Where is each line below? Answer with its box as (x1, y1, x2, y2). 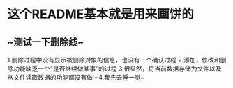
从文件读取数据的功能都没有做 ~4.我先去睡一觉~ (7, 73, 145, 81)
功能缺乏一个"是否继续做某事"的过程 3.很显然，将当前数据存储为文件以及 (13, 64, 222, 73)
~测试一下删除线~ (7, 36, 84, 48)
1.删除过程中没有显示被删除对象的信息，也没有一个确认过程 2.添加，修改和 (7, 56, 221, 64)
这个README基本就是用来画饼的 (7, 6, 194, 22)
